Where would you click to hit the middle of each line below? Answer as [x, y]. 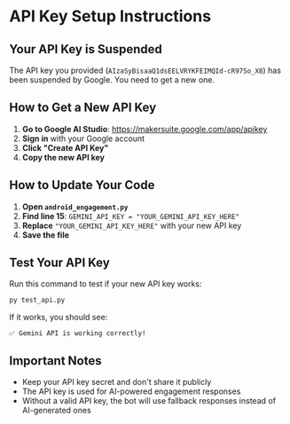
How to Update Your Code [82, 185]
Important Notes [55, 361]
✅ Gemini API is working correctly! [78, 334]
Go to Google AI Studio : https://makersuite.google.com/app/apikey [145, 129]
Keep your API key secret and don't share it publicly [117, 382]
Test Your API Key [60, 263]
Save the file [45, 235]
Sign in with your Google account [83, 138]
